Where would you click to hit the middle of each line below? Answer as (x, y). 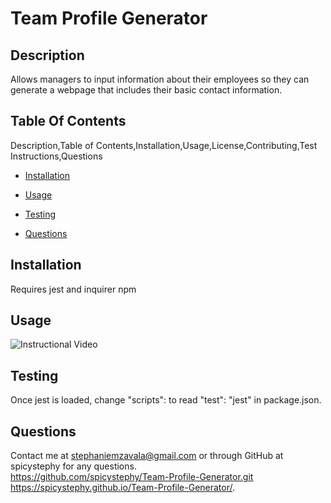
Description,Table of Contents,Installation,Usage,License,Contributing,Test (164, 145)
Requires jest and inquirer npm (73, 289)
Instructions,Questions (56, 156)
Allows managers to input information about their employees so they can (160, 79)
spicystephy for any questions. (73, 466)
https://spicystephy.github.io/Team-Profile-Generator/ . (123, 488)
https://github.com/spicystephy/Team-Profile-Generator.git (132, 477)
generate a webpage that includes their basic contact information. (146, 90)
